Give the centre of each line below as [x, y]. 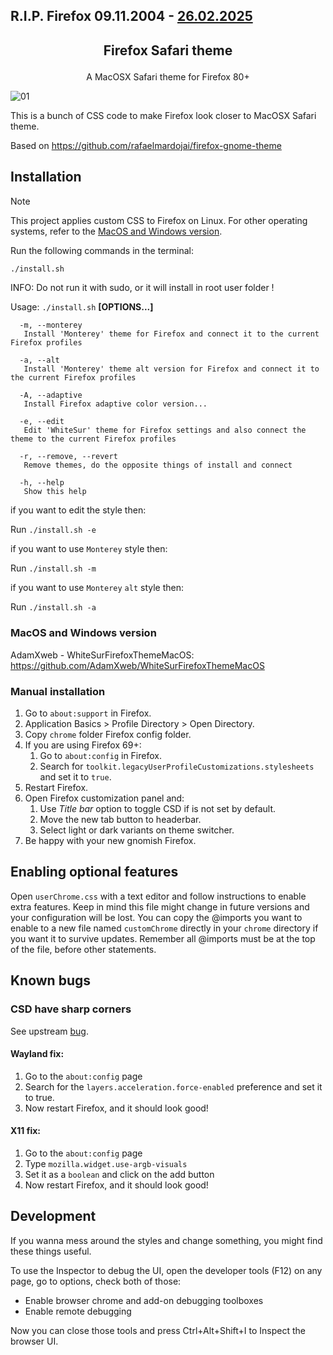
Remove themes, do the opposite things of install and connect [158, 465]
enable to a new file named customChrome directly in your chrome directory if [164, 928]
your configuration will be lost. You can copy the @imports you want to [156, 917]
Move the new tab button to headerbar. [120, 820]
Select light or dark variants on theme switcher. [137, 830]
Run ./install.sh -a [53, 607]
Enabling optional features [94, 872]
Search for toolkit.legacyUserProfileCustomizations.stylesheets [177, 766]
